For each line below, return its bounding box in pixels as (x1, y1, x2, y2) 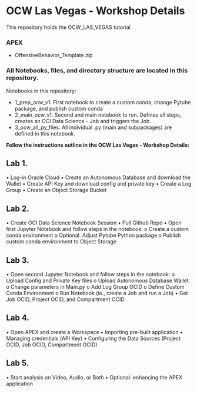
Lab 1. (6, 158, 28, 169)
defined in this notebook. (14, 130, 75, 137)
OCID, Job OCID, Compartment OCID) (6, 341, 98, 348)
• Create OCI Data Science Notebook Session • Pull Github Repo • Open (6, 219, 182, 226)
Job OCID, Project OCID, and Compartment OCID (6, 296, 125, 303)
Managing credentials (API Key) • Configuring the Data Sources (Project (6, 335, 181, 342)
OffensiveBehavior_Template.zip (14, 52, 93, 59)
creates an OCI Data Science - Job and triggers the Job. (14, 117, 152, 124)
